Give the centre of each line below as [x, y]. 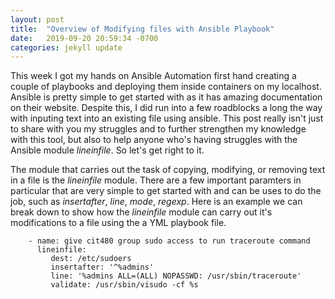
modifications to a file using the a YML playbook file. [118, 223]
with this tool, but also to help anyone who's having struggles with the [154, 140]
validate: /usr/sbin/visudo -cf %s [124, 285]
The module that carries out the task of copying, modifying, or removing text [168, 170]
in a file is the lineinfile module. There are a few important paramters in [156, 180]
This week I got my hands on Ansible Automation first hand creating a [153, 76]
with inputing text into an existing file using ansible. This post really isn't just [167, 118]
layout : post [37, 19]
